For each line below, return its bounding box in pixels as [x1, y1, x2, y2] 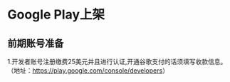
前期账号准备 [7, 37, 64, 49]
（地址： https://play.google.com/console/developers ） [7, 66, 169, 75]
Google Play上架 [7, 6, 105, 23]
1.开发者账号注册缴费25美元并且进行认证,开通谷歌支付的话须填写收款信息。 [7, 58, 227, 66]
